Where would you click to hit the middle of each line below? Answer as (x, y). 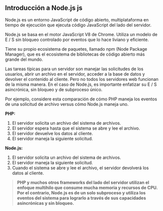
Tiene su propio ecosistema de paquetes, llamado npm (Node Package (76, 49)
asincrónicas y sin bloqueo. (45, 203)
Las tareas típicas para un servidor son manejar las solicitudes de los (74, 69)
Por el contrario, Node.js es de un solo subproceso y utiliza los (81, 192)
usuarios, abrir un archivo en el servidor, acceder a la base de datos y (75, 74)
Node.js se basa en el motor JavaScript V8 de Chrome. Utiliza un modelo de (81, 34)
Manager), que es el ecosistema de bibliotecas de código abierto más (75, 54)
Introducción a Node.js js (44, 8)
